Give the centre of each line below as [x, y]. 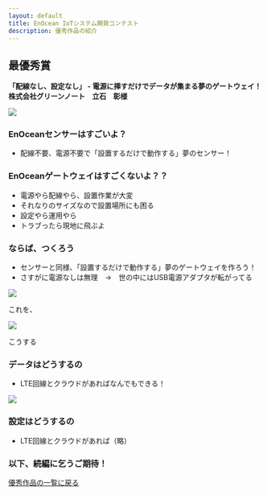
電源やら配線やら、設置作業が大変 [76, 195]
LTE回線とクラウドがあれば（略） [75, 440]
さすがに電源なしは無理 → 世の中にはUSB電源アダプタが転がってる [136, 278]
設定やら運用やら [48, 215]
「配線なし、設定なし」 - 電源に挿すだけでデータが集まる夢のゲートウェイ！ [135, 86]
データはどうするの [45, 365]
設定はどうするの [41, 422]
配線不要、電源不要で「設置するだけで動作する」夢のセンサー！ [125, 153]
